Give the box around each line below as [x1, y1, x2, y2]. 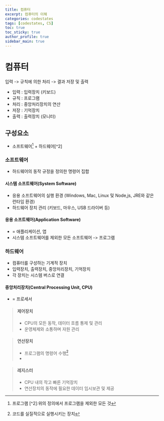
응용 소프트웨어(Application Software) [5, 217, 81, 223]
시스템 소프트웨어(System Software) [5, 181, 77, 187]
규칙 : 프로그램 [12, 95, 40, 101]
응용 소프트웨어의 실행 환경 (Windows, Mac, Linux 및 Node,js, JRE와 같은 [12, 192, 154, 198]
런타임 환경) [12, 198, 35, 204]
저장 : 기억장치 [12, 107, 40, 113]
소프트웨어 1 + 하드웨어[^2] [12, 142, 62, 149]
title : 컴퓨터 [5, 7, 31, 12]
